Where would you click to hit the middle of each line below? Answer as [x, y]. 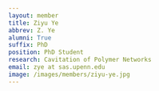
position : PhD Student [46, 52]
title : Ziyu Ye [34, 23]
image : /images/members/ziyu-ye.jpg [69, 74]
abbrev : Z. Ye [32, 30]
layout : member [34, 15]
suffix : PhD [28, 45]
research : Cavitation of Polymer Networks [80, 60]
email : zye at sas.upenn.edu [57, 67]
